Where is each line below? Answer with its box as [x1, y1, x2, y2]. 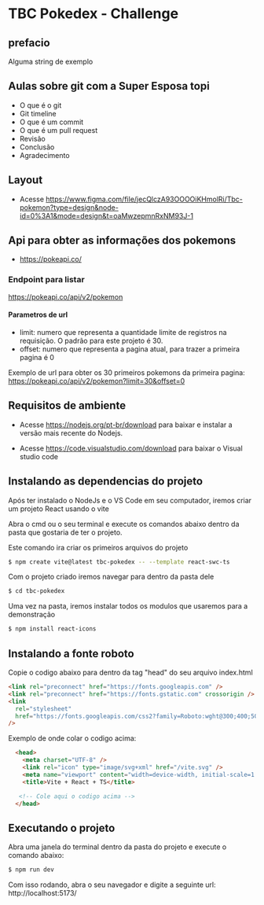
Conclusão [19, 142, 55, 152]
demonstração [8, 610, 56, 620]
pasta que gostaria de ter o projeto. [8, 528, 123, 537]
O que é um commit [19, 117, 84, 127]
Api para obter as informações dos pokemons [8, 234, 236, 248]
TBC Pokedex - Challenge [8, 5, 179, 23]
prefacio [8, 36, 50, 50]
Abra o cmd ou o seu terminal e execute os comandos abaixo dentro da [8, 519, 240, 528]
